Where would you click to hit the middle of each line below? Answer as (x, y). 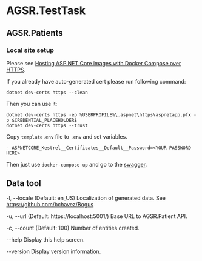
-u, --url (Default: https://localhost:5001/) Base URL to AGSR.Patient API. (97, 216)
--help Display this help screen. (45, 239)
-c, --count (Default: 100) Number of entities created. (73, 228)
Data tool (24, 183)
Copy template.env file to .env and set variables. (67, 136)
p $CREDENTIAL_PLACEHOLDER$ (42, 120)
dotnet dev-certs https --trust (47, 125)
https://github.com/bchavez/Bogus (50, 204)
